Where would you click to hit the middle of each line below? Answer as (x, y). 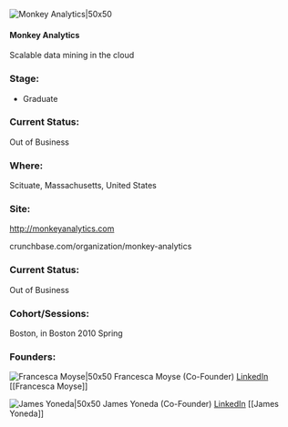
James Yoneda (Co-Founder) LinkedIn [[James (191, 404)
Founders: (33, 357)
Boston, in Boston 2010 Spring (66, 333)
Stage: (24, 79)
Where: (26, 166)
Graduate (40, 98)
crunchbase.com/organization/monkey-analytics (101, 247)
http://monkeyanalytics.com (62, 229)
